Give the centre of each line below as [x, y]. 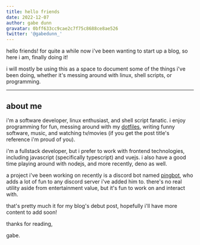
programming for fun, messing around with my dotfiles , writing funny [91, 127]
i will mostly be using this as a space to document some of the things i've [96, 69]
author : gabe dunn [29, 23]
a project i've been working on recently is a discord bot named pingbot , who [100, 175]
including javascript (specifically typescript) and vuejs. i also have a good [96, 157]
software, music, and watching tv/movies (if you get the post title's [88, 133]
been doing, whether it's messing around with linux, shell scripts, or [89, 75]
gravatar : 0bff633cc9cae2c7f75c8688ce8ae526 [62, 28]
